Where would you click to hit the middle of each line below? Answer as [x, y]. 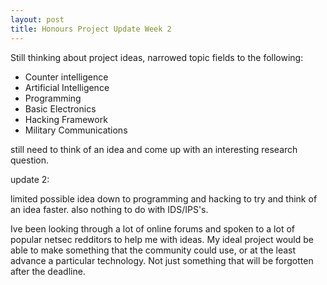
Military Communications [76, 130]
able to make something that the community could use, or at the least [153, 250]
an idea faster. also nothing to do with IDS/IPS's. [109, 209]
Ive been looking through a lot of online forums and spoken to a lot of [152, 228]
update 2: [30, 179]
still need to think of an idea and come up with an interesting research [154, 149]
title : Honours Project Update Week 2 [91, 29]
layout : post [37, 19]
